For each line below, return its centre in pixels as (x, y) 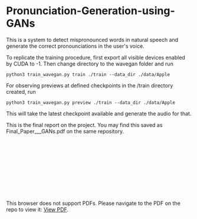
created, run (21, 91)
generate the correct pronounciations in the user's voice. (75, 46)
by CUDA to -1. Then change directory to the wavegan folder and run (90, 64)
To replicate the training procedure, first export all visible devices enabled (96, 57)
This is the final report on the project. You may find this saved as (84, 125)
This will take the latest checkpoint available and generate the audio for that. (99, 113)
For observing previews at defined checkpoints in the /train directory (90, 85)
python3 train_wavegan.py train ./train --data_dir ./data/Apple (88, 74)
